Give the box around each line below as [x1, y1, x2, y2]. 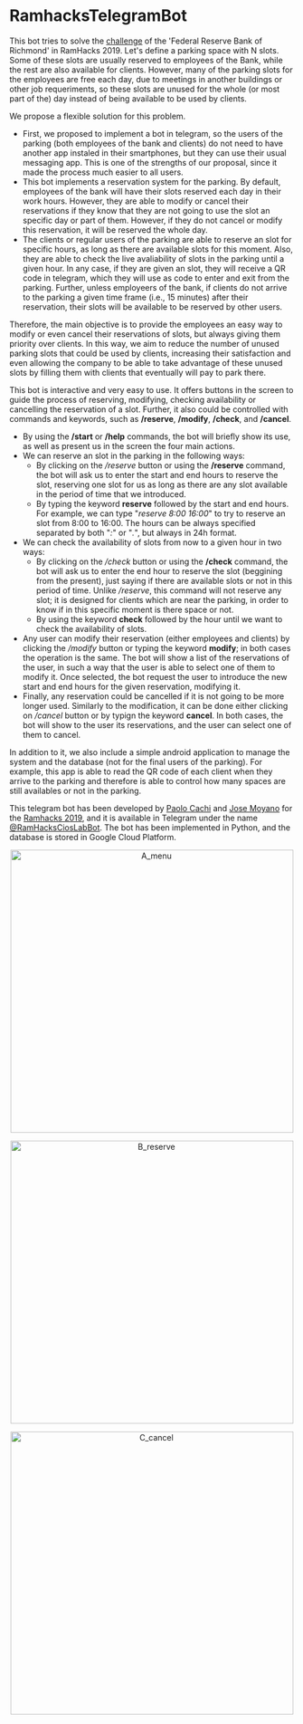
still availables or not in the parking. [9, 785, 142, 796]
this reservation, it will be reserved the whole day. [22, 224, 208, 235]
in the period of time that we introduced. [35, 488, 187, 499]
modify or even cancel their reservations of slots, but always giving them [9, 328, 281, 340]
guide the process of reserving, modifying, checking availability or [9, 394, 256, 405]
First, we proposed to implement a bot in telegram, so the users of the [22, 128, 283, 139]
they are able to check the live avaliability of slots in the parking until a [22, 253, 285, 263]
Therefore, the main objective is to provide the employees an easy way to [9, 319, 283, 330]
